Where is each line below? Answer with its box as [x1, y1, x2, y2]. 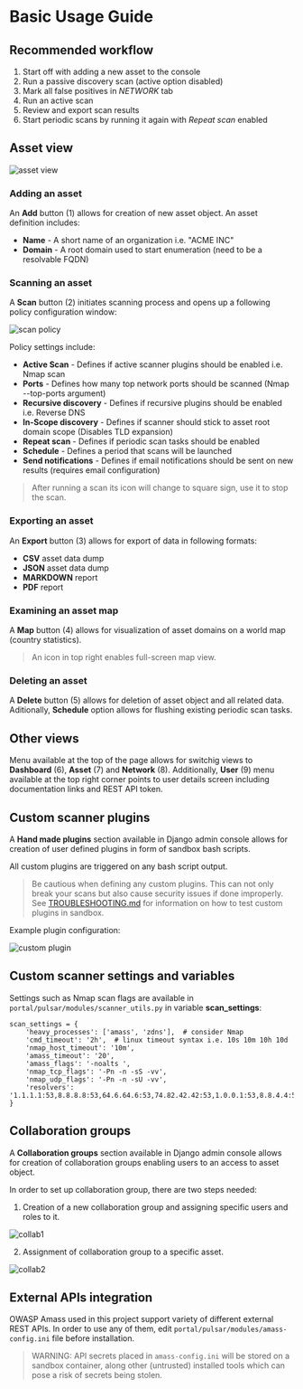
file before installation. [51, 1333, 135, 1344]
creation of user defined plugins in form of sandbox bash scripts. [9, 843, 251, 854]
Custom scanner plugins [9, 809, 151, 825]
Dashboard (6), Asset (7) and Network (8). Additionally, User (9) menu [9, 764, 275, 775]
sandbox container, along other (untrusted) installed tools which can [31, 1360, 286, 1371]
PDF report [22, 581, 64, 592]
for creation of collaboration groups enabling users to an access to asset [9, 1157, 280, 1167]
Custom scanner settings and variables [9, 969, 235, 984]
